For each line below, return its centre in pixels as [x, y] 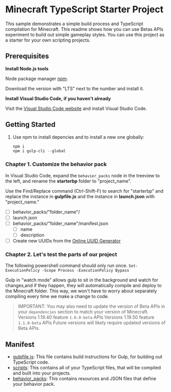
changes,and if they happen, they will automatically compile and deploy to [84, 286]
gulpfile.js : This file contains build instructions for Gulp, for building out [88, 357]
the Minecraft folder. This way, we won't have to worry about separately [81, 291]
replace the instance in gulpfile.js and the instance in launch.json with [80, 196]
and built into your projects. [42, 373]
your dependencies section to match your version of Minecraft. [83, 312]
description [32, 235]
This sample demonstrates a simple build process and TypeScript [74, 24]
